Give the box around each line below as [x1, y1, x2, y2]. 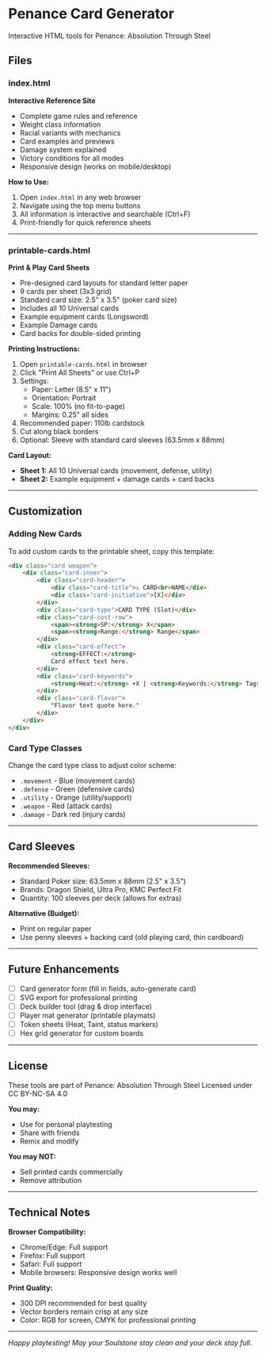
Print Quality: [8, 1283, 53, 1292]
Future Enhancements [8, 963, 120, 976]
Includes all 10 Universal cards [19, 303, 120, 313]
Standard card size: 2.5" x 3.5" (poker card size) [19, 295, 177, 304]
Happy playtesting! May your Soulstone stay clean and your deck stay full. [8, 1338, 253, 1347]
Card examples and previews [19, 136, 115, 146]
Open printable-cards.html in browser [19, 359, 148, 368]
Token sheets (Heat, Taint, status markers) [19, 1019, 158, 1029]
